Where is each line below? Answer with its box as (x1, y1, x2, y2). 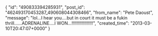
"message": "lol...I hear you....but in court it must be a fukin (5, 15, 128, 20)
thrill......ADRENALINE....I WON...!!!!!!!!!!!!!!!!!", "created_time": (5, 20, 129, 26)
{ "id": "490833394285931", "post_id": (5, 4, 85, 10)
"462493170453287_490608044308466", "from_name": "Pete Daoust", (5, 9, 153, 15)
